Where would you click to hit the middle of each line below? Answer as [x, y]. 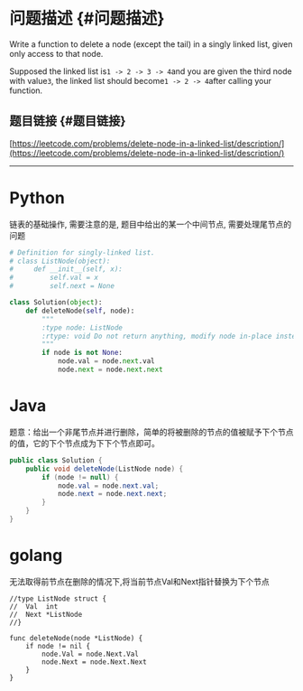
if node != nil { [58, 646]
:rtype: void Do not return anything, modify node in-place [157, 336]
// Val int [34, 606]
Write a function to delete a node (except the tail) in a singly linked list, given [151, 44]
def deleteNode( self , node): [80, 311]
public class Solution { [56, 460]
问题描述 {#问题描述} [87, 19]
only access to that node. [56, 53]
